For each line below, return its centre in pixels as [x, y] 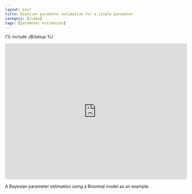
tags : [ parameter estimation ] [36, 23]
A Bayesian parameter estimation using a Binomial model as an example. [77, 186]
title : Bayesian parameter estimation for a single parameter [69, 14]
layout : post [18, 9]
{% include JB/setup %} [29, 37]
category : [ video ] [24, 18]
